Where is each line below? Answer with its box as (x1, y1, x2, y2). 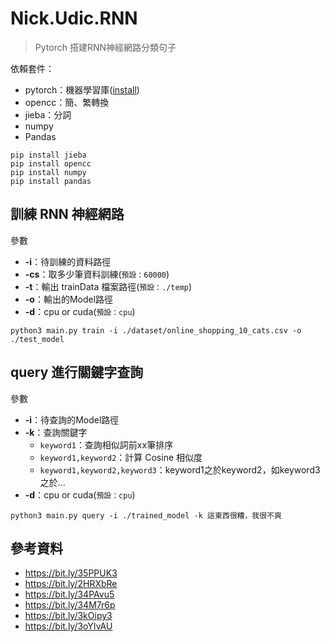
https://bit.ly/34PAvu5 (24, 588, 115, 601)
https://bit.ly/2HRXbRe (24, 578, 118, 590)
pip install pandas (10, 176, 92, 186)
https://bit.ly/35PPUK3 (24, 567, 118, 579)
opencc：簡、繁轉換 (24, 96, 110, 108)
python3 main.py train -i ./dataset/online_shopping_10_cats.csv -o (10, 325, 302, 336)
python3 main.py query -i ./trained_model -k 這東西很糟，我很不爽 (10, 510, 282, 521)
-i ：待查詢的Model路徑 (24, 413, 120, 426)
